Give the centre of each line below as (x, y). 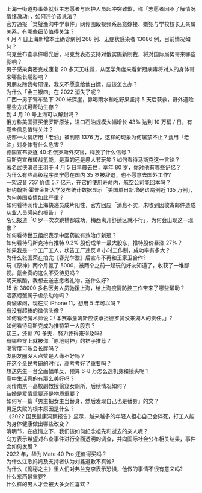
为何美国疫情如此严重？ (35, 197)
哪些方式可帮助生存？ (32, 107)
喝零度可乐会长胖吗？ (32, 348)
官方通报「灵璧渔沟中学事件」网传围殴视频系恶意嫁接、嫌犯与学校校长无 (96, 24)
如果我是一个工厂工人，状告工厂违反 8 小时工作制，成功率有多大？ (88, 250)
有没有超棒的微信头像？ (35, 310)
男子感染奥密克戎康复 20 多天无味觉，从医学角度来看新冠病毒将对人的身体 (98, 69)
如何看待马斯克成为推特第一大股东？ (51, 326)
